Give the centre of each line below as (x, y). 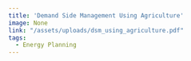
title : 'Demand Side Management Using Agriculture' (96, 15)
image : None (28, 23)
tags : (17, 38)
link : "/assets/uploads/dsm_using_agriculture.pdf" (96, 30)
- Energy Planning (46, 45)
